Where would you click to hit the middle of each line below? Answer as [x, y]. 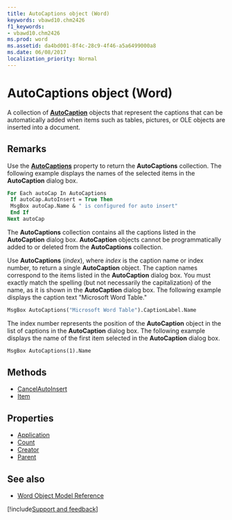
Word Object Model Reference [60, 496]
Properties [30, 418]
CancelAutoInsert [42, 389]
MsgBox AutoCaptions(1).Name [49, 351]
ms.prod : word [28, 40]
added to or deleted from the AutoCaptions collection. [85, 246]
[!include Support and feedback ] [53, 509]
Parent [27, 457]
